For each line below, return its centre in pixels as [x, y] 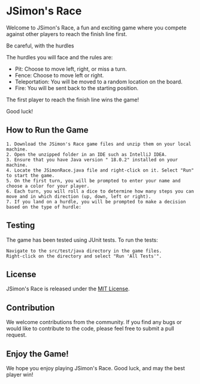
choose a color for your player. [48, 186]
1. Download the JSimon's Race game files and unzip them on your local [99, 144]
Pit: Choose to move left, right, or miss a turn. [71, 69]
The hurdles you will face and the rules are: [60, 57]
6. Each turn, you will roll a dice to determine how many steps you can [100, 191]
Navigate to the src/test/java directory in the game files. [84, 251]
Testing [21, 225]
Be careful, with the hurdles [40, 46]
